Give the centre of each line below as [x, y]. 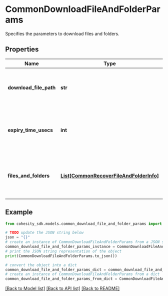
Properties [22, 49]
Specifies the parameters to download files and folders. [62, 33]
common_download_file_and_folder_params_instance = [60, 247]
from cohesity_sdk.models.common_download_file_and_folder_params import [84, 223]
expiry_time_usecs [30, 130]
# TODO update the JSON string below [44, 233]
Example [19, 212]
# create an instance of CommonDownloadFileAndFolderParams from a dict [82, 274]
